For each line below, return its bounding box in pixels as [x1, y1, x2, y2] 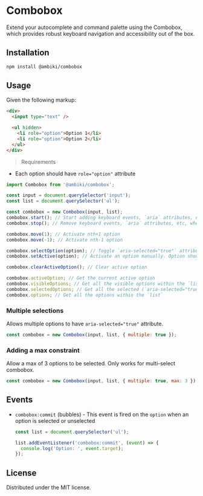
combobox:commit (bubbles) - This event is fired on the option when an [14, 411, 189, 418]
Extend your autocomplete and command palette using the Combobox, [6, 24, 182, 31]
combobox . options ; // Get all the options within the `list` [6, 292, 164, 298]
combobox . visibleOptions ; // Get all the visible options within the [6, 281, 185, 287]
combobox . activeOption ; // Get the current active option [6, 275, 155, 281]
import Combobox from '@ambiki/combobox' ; [6, 181, 115, 188]
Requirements [21, 158, 56, 165]
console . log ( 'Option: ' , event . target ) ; [21, 445, 124, 451]
